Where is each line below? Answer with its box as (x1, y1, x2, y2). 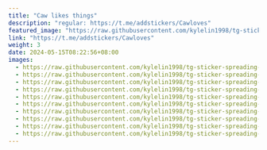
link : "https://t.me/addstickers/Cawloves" (8, 33, 155, 42)
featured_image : (8, 26, 62, 34)
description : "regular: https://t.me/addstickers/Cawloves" (8, 19, 212, 27)
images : (8, 56, 34, 64)
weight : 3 (8, 41, 41, 49)
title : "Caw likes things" (8, 11, 98, 20)
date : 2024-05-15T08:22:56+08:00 (8, 48, 119, 56)
